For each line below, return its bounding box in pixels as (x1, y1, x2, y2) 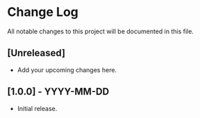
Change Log (7, 4, 78, 20)
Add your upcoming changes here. (17, 65, 117, 74)
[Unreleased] (7, 47, 66, 59)
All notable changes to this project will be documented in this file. (7, 27, 194, 35)
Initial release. (17, 104, 58, 112)
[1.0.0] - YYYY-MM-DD (7, 86, 110, 98)
